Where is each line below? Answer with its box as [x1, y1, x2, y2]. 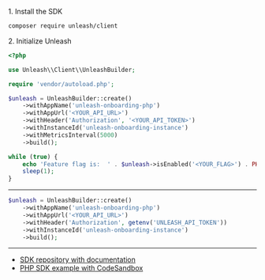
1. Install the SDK [8, 7, 63, 16]
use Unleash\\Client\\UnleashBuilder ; [8, 66, 136, 74]
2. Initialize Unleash [8, 36, 73, 46]
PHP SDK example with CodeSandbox [19, 263, 144, 273]
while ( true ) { [8, 153, 58, 161]
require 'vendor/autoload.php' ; [8, 80, 114, 88]
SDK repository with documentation [19, 255, 136, 264]
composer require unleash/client [8, 22, 118, 30]
